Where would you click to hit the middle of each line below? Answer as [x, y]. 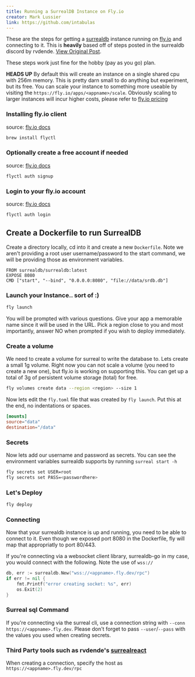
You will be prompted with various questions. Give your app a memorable [94, 318]
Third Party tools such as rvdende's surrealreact [76, 650]
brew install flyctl [31, 138]
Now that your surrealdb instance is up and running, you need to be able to [96, 532]
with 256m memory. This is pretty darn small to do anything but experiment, [97, 80]
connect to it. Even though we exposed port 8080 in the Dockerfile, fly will [95, 539]
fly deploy [19, 505]
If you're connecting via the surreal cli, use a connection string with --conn [96, 623]
